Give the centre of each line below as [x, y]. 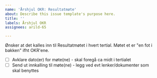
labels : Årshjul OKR [26, 23]
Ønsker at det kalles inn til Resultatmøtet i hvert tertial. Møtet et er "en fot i [79, 45]
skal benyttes [25, 71]
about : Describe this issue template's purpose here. [60, 14]
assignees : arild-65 [26, 27]
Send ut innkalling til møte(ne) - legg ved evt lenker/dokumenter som [80, 65]
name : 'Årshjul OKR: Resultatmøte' [41, 9]
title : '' [15, 18]
